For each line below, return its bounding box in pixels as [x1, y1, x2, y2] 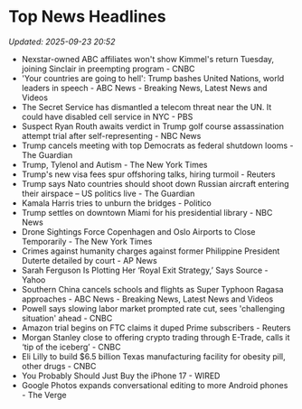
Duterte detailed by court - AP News [21, 255, 157, 265]
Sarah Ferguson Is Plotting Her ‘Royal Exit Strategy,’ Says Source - [21, 265, 269, 275]
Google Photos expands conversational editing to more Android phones [21, 379, 288, 390]
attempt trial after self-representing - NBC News [21, 130, 202, 141]
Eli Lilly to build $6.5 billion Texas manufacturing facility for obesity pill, [21, 350, 286, 362]
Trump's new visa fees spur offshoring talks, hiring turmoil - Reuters [21, 169, 277, 180]
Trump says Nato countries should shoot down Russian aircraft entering [21, 178, 290, 189]
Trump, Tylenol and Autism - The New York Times [21, 159, 209, 170]
